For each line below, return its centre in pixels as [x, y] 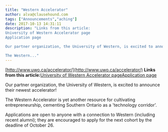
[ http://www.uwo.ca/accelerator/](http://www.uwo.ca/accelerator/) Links [80, 70]
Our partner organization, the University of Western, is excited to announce [82, 85]
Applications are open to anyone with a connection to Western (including [80, 115]
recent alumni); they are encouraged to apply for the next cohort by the [79, 120]
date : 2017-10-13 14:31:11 [33, 24]
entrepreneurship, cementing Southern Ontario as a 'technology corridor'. [81, 105]
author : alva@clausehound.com [37, 14]
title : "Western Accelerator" [37, 10]
